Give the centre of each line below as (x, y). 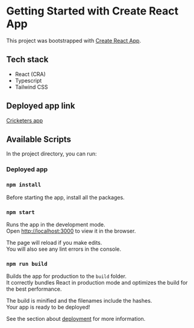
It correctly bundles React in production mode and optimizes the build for (97, 283)
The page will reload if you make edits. (54, 242)
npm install (24, 185)
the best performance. (34, 289)
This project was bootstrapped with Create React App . (74, 40)
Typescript (28, 80)
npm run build (27, 264)
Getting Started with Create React (92, 11)
